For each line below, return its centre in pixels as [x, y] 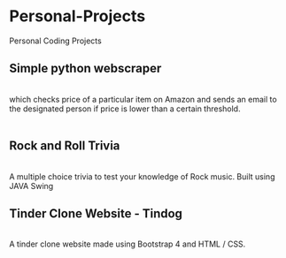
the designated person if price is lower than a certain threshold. [125, 109]
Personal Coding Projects [55, 41]
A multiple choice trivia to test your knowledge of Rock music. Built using [142, 176]
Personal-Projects [77, 16]
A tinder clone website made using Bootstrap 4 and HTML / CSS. [128, 244]
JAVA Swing [31, 186]
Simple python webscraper [85, 68]
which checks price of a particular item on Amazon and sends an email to [143, 99]
